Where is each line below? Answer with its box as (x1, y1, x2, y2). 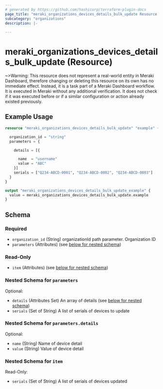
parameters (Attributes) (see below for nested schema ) (12, 241, 121, 247)
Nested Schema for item (5, 358, 63, 365)
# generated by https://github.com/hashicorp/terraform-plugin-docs (5, 7, 147, 12)
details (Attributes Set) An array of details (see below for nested (12, 297, 142, 303)
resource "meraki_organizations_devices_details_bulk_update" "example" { (5, 125, 160, 131)
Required (5, 225, 27, 232)
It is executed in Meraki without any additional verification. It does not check (5, 88, 158, 94)
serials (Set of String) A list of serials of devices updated (12, 378, 128, 384)
